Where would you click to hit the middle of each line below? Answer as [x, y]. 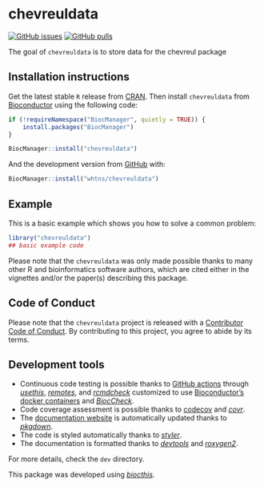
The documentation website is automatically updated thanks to [124, 418]
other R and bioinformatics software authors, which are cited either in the [129, 269]
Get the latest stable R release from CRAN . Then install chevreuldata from [129, 96]
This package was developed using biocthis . [82, 475]
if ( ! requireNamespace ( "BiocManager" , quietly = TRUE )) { [107, 120]
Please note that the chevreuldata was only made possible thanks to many [131, 261]
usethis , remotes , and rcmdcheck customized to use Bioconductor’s [132, 392]
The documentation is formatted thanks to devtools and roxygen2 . [129, 444]
